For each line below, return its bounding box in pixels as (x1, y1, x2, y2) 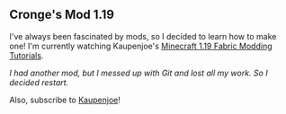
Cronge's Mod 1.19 (9, 7, 115, 22)
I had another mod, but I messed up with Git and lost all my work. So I (9, 67, 268, 78)
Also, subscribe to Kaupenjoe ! (9, 94, 121, 105)
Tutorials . (9, 49, 44, 61)
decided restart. (9, 76, 69, 88)
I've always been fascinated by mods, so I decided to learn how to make (9, 31, 277, 41)
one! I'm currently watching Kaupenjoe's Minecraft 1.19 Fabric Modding (9, 40, 273, 51)
